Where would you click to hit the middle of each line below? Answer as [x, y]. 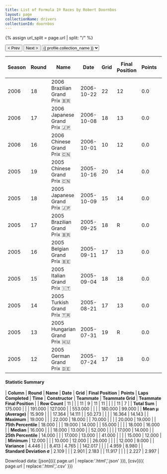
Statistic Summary [25, 382]
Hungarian [64, 329]
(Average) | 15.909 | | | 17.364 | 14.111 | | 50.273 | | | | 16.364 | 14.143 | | [77, 414]
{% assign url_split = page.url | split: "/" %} [49, 38]
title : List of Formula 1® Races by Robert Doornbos [61, 10]
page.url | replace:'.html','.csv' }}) [39, 466]
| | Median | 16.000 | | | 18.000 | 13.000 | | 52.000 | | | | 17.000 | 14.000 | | [80, 430]
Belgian [60, 249]
